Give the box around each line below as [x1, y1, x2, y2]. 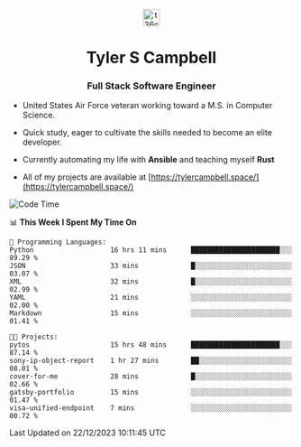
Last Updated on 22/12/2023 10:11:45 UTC [9, 427, 167, 438]
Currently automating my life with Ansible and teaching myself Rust [22, 154, 275, 165]
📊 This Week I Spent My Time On [9, 217, 137, 228]
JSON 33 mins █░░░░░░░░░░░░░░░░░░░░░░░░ [9, 262, 293, 271]
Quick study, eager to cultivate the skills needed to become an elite [22, 127, 273, 138]
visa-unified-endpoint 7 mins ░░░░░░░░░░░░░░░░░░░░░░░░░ [9, 404, 293, 413]
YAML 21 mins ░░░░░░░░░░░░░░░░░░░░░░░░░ [9, 293, 293, 303]
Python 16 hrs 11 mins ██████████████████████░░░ [9, 246, 293, 255]
